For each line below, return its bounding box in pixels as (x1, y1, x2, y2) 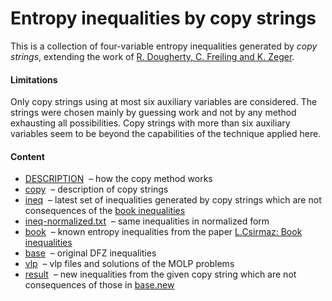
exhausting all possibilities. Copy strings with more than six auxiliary (10, 117, 291, 129)
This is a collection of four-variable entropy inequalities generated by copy (10, 40, 318, 52)
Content (10, 150, 45, 162)
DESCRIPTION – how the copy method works (24, 173, 213, 185)
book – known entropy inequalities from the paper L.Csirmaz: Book (24, 226, 303, 238)
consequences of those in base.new (24, 279, 175, 291)
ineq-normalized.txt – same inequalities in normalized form (24, 215, 270, 227)
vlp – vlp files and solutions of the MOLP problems (24, 258, 235, 270)
